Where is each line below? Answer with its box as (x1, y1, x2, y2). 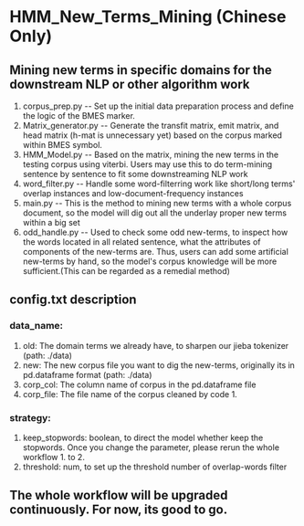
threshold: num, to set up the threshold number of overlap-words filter (22, 461, 288, 472)
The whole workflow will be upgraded (9, 488, 228, 503)
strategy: (9, 411, 52, 424)
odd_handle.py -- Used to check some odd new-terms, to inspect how (22, 226, 288, 237)
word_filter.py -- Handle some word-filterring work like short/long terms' (22, 178, 296, 189)
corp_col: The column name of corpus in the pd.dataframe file (22, 379, 257, 390)
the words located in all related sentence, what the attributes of (22, 237, 262, 247)
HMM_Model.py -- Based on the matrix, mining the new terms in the (22, 149, 279, 160)
